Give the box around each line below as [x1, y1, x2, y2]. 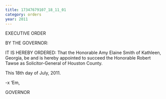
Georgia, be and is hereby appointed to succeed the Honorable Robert [5, 55, 151, 61]
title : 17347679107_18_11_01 [5, 7, 66, 12]
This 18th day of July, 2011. [5, 70, 61, 76]
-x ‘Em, [5, 79, 20, 85]
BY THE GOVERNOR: [5, 40, 49, 46]
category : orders [5, 12, 42, 17]
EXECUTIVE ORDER [5, 30, 46, 36]
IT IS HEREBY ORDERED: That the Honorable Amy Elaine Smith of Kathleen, [5, 49, 161, 55]
